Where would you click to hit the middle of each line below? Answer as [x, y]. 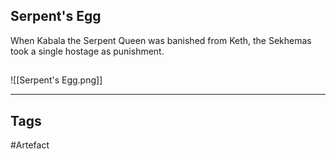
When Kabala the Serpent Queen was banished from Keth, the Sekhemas [161, 40]
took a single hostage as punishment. [87, 51]
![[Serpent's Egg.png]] [56, 80]
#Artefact [30, 145]
